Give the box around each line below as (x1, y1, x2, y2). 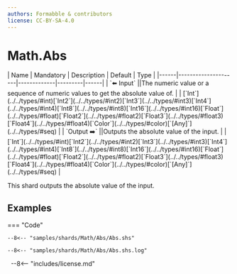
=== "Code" (7, 221, 43, 229)
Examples (7, 202, 52, 214)
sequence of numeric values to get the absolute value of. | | (7, 89, 182, 98)
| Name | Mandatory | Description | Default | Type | (7, 71, 156, 80)
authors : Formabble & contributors (7, 10, 113, 18)
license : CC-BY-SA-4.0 (7, 17, 75, 24)
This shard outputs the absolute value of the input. (7, 182, 155, 190)
